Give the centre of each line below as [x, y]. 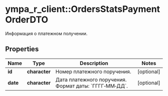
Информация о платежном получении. [46, 33]
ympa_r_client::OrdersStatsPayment [83, 9]
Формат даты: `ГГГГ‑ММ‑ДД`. [92, 86]
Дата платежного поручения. [91, 80]
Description [94, 63]
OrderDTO [27, 20]
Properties [22, 49]
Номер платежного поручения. [93, 72]
